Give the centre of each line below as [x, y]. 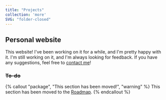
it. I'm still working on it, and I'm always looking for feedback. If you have [81, 57]
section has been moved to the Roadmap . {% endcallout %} [68, 92]
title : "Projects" [25, 10]
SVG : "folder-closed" [28, 19]
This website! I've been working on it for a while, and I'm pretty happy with [83, 52]
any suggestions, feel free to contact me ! [48, 63]
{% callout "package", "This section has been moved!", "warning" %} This [83, 87]
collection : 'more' [26, 15]
